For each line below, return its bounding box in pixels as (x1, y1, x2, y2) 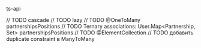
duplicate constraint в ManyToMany (6, 36, 95, 42)
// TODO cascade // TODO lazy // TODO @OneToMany (6, 17, 141, 23)
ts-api (6, 5, 21, 12)
